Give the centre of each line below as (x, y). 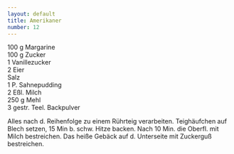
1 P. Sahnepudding (34, 85)
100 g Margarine (31, 48)
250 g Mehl (24, 100)
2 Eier (16, 70)
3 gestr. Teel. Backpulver (44, 108)
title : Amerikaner (34, 21)
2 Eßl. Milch (25, 92)
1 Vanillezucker (29, 62)
